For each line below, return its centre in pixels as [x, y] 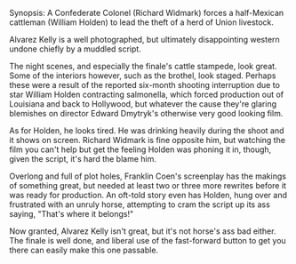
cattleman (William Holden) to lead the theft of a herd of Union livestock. [141, 22]
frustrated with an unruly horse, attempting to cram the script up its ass [140, 204]
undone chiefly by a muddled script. [76, 49]
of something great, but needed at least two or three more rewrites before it [148, 185]
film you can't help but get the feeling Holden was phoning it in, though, [140, 149]
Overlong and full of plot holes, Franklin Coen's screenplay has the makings [148, 176]
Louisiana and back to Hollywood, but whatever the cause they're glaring [143, 104]
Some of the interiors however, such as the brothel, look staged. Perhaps [143, 76]
